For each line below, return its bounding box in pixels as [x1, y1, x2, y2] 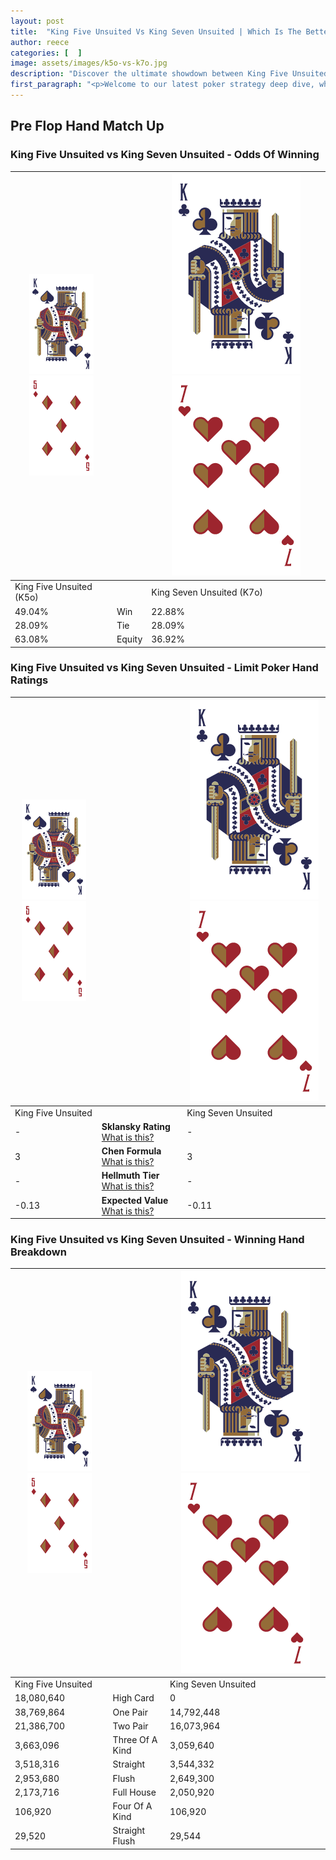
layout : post [10, 16, 65, 26]
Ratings [10, 673, 49, 687]
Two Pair [112, 1720, 149, 1732]
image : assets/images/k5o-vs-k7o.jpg [10, 58, 168, 69]
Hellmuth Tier [101, 1170, 160, 1182]
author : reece [10, 37, 70, 47]
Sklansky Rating [101, 1120, 171, 1132]
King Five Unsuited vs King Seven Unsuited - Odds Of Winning [10, 148, 320, 162]
